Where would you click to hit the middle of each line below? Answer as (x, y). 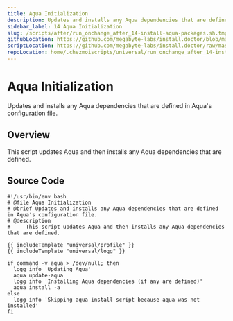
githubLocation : (31, 40)
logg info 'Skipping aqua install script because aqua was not (106, 300)
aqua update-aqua (38, 276)
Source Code (36, 181)
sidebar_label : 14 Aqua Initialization (65, 26)
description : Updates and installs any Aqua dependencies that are (107, 20)
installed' (23, 306)
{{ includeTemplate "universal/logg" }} (67, 251)
